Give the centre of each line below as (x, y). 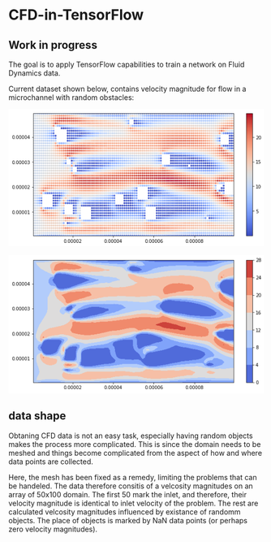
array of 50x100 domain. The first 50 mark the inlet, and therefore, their (128, 494)
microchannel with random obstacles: (71, 98)
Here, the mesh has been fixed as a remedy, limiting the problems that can (133, 477)
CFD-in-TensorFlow (76, 15)
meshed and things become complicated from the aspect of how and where (135, 453)
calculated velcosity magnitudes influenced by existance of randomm (125, 512)
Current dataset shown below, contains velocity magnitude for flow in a (127, 89)
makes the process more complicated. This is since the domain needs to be (135, 444)
